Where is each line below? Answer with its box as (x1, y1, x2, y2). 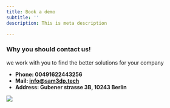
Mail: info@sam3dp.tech (15, 77, 80, 84)
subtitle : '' (6, 14, 39, 21)
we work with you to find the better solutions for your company (6, 59, 164, 66)
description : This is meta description (6, 20, 107, 26)
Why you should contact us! (6, 45, 91, 54)
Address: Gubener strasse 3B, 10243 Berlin (15, 83, 127, 91)
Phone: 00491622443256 (15, 71, 83, 78)
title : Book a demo (6, 8, 56, 15)
